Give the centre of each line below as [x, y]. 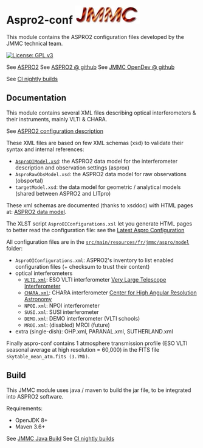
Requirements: [24, 408]
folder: [15, 248]
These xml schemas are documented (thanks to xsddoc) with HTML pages [100, 205]
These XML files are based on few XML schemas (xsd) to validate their [95, 143]
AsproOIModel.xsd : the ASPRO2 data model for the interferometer [96, 161]
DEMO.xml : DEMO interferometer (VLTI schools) [82, 318]
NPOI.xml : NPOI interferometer [62, 305]
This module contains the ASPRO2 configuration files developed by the [95, 37]
